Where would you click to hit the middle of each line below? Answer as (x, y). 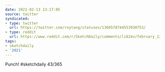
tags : (11, 41)
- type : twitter (22, 23)
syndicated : (17, 18)
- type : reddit (21, 32)
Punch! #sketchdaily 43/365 (34, 64)
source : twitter (22, 14)
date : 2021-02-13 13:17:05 (33, 9)
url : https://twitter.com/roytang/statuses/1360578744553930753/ (78, 28)
